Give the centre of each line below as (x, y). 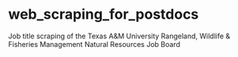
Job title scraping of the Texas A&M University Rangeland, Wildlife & (119, 36)
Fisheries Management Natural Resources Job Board (94, 44)
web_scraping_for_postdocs (104, 14)
